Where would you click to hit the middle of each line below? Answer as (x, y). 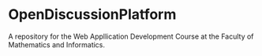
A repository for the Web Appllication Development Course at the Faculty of (131, 36)
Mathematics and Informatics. (56, 44)
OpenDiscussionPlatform (92, 15)
